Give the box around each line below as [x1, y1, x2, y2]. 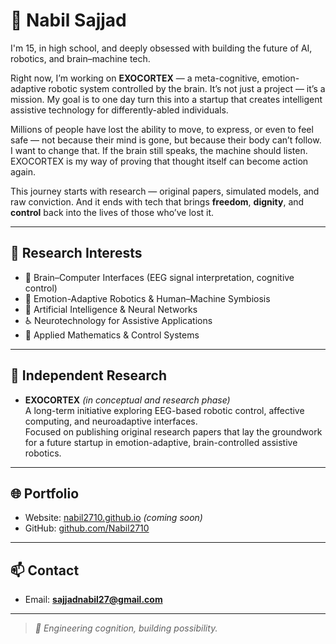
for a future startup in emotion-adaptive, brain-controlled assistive [24, 436, 298, 448]
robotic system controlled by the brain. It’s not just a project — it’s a [48, 82, 326, 94]
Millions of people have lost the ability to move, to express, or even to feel [10, 123, 314, 135]
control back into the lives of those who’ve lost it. [10, 206, 215, 218]
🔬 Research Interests [10, 245, 143, 262]
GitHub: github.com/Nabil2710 [24, 522, 150, 534]
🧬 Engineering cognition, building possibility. [34, 622, 218, 634]
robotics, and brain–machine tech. [10, 52, 151, 64]
